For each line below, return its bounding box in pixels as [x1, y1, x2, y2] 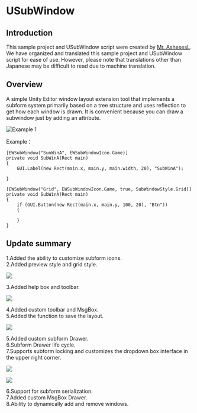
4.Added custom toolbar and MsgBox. [6, 306, 99, 313]
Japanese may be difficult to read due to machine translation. [6, 62, 156, 69]
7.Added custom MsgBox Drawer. [6, 393, 88, 401]
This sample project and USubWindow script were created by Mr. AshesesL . [6, 43, 192, 50]
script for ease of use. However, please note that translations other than [6, 56, 182, 63]
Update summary [6, 239, 72, 249]
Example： [6, 138, 33, 145]
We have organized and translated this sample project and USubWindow [6, 50, 182, 57]
